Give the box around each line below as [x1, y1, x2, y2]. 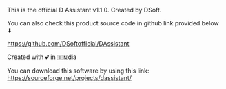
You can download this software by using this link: [7, 66, 150, 75]
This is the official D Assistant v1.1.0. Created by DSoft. [7, 6, 162, 14]
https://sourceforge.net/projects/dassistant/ [7, 74, 132, 81]
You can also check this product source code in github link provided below [7, 19, 219, 27]
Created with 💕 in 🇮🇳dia [7, 53, 77, 61]
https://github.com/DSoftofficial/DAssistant [7, 40, 130, 47]
